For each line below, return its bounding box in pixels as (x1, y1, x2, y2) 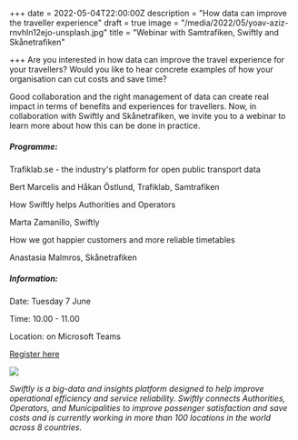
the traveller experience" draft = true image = (9, 17, 180, 28)
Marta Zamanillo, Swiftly (9, 216, 100, 227)
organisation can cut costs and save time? (9, 74, 167, 85)
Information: (9, 273, 59, 284)
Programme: (9, 141, 58, 152)
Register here (9, 348, 60, 359)
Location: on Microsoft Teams (9, 331, 121, 342)
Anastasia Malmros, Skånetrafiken (9, 252, 138, 263)
